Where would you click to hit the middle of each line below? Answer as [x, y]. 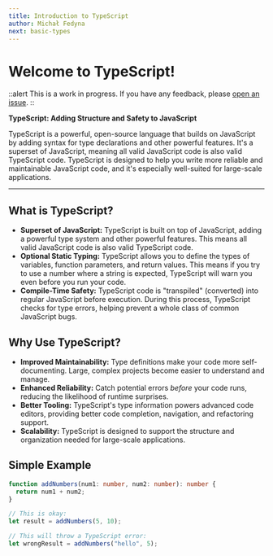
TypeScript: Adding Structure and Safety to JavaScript [103, 118]
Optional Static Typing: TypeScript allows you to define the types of [135, 256]
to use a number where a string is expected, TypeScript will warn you [136, 274]
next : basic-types [39, 31]
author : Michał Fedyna [47, 24]
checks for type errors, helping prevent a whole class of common [130, 308]
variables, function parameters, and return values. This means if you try [140, 265]
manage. [35, 379]
